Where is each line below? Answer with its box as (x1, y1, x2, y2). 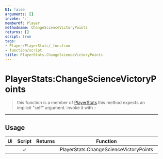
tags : (5, 39, 16, 44)
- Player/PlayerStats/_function (5, 43, 70, 48)
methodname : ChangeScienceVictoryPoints (5, 25, 88, 30)
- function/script (5, 48, 42, 53)
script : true (5, 35, 32, 39)
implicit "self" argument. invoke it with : (16, 105, 97, 111)
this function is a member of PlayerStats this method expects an (16, 100, 145, 106)
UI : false (5, 7, 25, 12)
